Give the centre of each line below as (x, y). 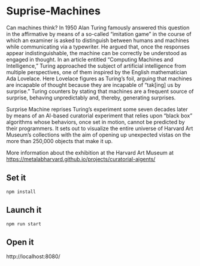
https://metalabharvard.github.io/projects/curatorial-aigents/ (81, 159)
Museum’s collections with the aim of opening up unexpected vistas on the (98, 134)
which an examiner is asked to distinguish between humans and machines (98, 40)
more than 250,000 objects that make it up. (60, 141)
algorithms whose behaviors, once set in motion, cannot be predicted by (96, 122)
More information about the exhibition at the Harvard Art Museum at (90, 152)
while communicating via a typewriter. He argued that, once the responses (98, 47)
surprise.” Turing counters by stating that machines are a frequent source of (100, 91)
